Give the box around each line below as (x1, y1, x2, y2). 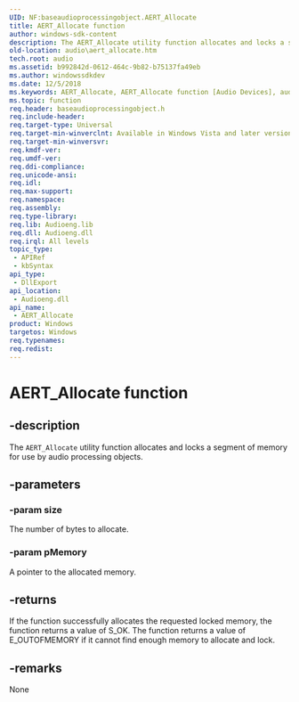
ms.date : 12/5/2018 (9, 79, 82, 88)
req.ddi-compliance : (9, 162, 86, 171)
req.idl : (9, 179, 42, 188)
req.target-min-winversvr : (9, 137, 109, 146)
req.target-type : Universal (9, 121, 114, 130)
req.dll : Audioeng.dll (9, 228, 93, 237)
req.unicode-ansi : (9, 170, 77, 179)
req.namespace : (9, 195, 66, 205)
